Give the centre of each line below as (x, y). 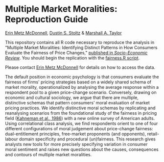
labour (12, 139)
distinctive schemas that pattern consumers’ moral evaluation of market (78, 102)
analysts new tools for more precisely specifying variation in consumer (76, 144)
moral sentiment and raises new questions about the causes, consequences (82, 149)
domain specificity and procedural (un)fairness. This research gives (87, 139)
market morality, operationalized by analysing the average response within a (82, 87)
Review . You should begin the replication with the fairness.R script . (72, 58)
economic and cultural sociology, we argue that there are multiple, (72, 97)
